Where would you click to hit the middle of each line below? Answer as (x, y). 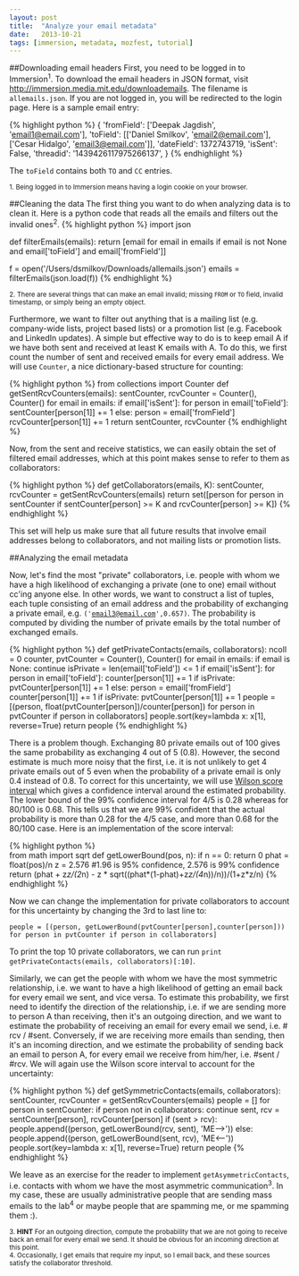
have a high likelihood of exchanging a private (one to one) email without (143, 584)
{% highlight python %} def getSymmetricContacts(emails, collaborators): (145, 1090)
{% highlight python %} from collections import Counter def (119, 383)
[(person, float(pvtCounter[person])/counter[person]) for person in (132, 706)
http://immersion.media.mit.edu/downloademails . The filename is (129, 88)
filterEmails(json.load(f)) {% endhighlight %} (91, 277)
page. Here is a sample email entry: (75, 107)
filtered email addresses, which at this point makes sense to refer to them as (149, 458)
